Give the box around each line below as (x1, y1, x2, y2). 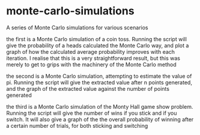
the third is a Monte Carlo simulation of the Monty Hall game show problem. (6, 103, 193, 110)
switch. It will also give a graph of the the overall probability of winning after (6, 115, 194, 123)
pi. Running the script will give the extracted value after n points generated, (6, 79, 192, 86)
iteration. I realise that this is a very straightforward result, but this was (6, 54, 180, 62)
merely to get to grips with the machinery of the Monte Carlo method (6, 61, 177, 68)
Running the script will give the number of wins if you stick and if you (6, 109, 177, 116)
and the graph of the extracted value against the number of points (6, 85, 170, 92)
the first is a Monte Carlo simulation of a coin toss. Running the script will (6, 35, 187, 42)
